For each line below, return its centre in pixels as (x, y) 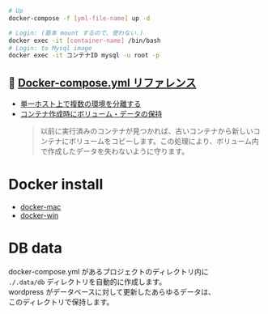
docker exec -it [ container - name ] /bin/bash (85, 40)
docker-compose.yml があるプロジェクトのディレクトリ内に (108, 271)
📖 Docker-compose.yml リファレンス (102, 83)
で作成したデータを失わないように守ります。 (114, 151)
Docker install (56, 185)
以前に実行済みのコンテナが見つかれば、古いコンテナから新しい (147, 131)
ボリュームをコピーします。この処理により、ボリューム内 (164, 142)
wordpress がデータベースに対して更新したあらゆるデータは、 (112, 291)
